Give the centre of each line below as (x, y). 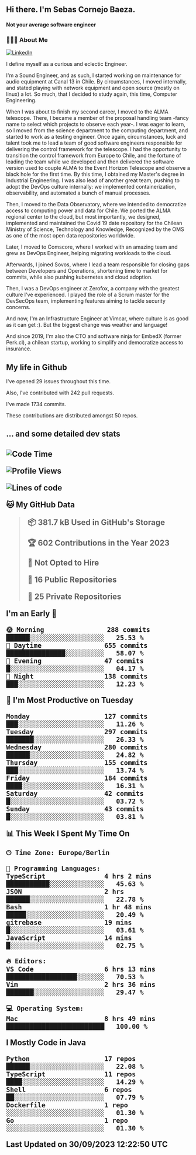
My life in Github (37, 367)
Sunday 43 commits (75, 809)
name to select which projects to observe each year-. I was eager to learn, (96, 124)
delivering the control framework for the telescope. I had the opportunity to (97, 149)
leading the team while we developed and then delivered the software (90, 162)
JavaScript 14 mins (69, 938)
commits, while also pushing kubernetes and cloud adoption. (80, 277)
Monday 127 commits (77, 716)
